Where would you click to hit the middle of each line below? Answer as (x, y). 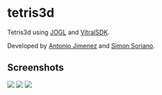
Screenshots (36, 68)
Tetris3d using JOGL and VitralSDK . (59, 32)
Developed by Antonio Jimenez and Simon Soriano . (81, 45)
